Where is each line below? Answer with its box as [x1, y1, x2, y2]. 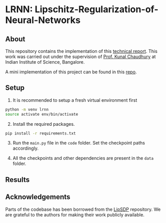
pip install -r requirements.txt [5, 131, 76, 136]
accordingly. [12, 145, 39, 151]
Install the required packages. [12, 121, 75, 127]
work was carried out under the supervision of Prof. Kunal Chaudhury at [5, 53, 156, 60]
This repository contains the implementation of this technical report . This [5, 48, 158, 54]
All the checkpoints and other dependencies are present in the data [12, 155, 154, 161]
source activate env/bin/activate [5, 111, 79, 117]
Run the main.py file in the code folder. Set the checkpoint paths [12, 140, 145, 146]
